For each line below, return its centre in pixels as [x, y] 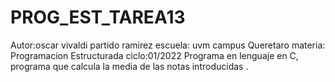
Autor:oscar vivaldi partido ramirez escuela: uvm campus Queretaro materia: [168, 45]
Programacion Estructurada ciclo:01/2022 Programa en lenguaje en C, [154, 55]
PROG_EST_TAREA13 [98, 17]
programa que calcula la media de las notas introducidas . [129, 66]
